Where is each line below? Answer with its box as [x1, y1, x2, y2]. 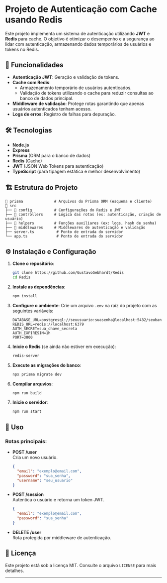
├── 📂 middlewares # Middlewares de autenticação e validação [5, 225, 146, 230]
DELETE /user [12, 529, 42, 535]
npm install [12, 293, 37, 298]
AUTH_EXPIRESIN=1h [12, 330, 51, 336]
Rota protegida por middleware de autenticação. [12, 534, 112, 541]
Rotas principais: [5, 438, 47, 445]
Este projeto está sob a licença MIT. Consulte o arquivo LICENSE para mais [5, 562, 157, 568]
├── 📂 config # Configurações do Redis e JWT [5, 208, 121, 213]
